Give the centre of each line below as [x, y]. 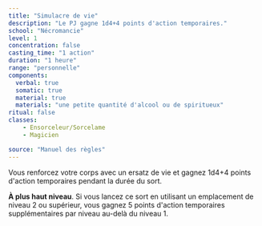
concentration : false [44, 46]
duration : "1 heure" [43, 61]
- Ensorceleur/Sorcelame [64, 127]
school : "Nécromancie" [46, 30]
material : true [41, 98]
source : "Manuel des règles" [57, 149]
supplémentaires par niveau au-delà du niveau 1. [88, 213]
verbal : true [37, 83]
